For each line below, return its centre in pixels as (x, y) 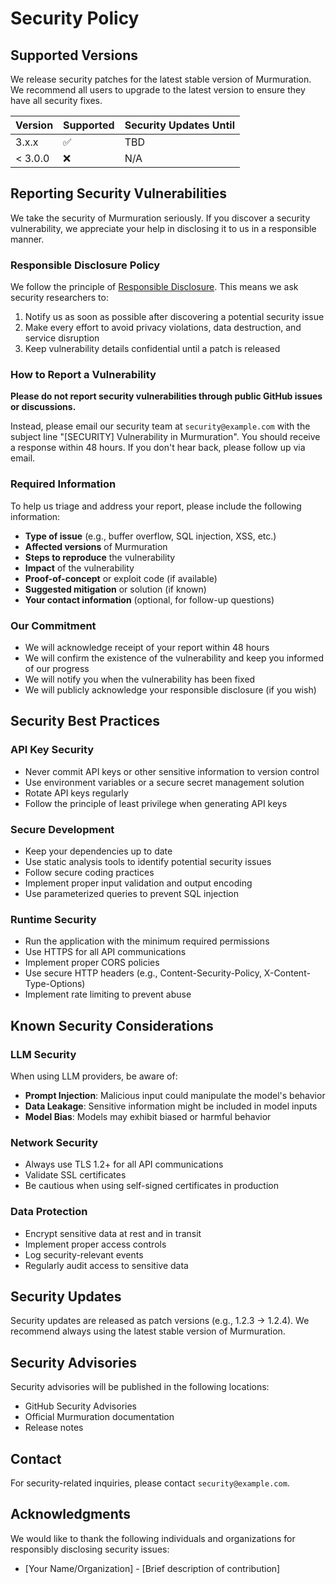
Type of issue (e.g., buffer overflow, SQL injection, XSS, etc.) (150, 536)
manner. (27, 239)
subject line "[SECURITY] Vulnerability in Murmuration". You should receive (165, 437)
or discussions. (43, 407)
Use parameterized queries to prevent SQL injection (131, 893)
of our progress (57, 668)
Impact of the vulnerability (79, 568)
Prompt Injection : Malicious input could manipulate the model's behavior (175, 1095)
